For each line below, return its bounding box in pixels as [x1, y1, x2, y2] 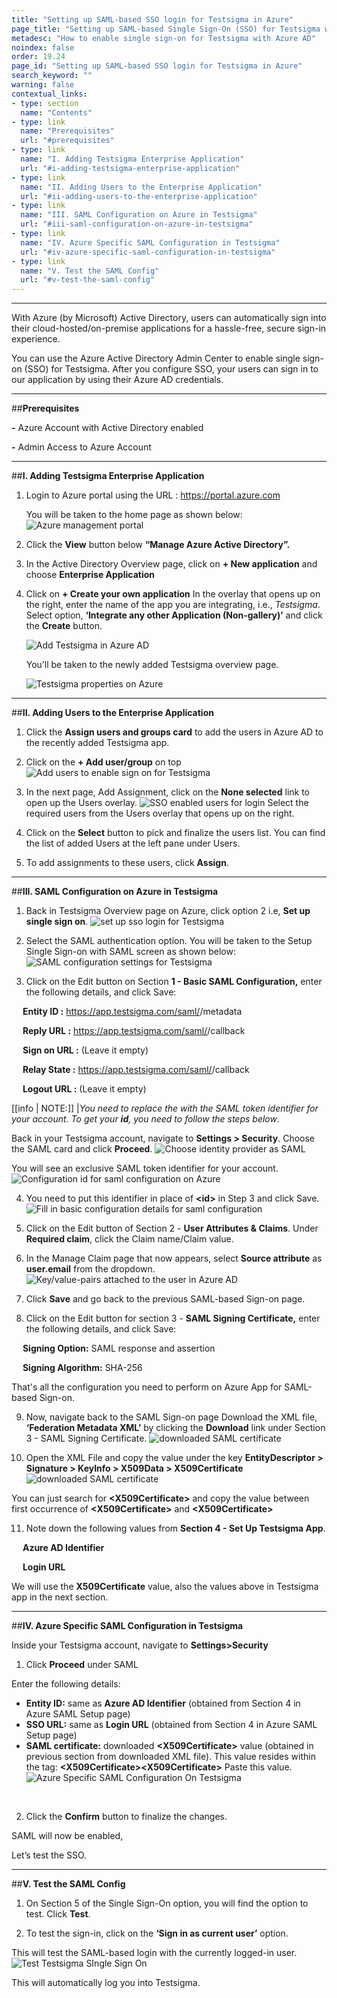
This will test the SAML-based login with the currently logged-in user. [11, 1947, 298, 1959]
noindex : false [11, 42, 75, 53]
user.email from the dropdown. [25, 1263, 156, 1275]
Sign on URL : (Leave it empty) [22, 1044, 149, 1056]
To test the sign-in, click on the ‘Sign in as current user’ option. [25, 1927, 289, 1940]
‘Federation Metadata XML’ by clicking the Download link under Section [25, 1422, 326, 1434]
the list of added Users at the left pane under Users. [25, 837, 241, 850]
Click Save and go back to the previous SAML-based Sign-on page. [25, 1293, 306, 1305]
